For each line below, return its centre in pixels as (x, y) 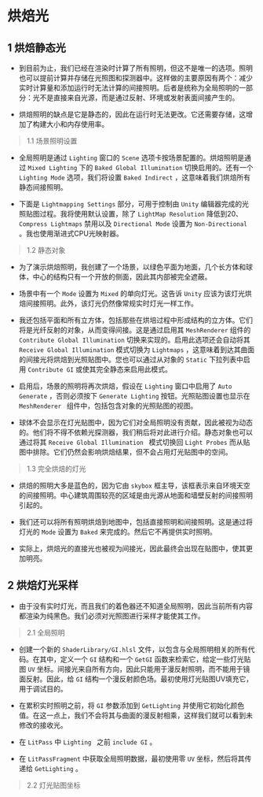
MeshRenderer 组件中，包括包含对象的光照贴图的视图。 (108, 406)
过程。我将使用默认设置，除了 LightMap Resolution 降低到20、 (141, 214)
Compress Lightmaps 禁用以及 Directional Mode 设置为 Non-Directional (133, 224)
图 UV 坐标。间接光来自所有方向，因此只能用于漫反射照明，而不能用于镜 (134, 669)
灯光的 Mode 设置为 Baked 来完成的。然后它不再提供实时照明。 (117, 532)
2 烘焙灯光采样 (43, 586)
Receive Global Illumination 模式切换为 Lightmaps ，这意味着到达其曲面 (137, 350)
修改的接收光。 (43, 725)
